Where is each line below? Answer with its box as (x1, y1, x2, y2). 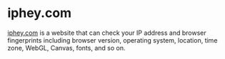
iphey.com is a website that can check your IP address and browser (7, 28, 207, 37)
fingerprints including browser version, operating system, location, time (7, 36, 218, 44)
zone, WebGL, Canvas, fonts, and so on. (7, 43, 126, 52)
